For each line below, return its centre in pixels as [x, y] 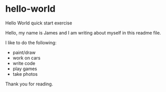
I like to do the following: [31, 42]
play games [25, 69]
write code [24, 63]
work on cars [26, 58]
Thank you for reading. [29, 84]
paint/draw [24, 52]
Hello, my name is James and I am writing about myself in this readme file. [83, 33]
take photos [25, 74]
